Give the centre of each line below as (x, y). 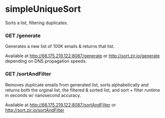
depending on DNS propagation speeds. (46, 61)
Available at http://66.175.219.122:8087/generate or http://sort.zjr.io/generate (82, 56)
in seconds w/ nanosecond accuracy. (43, 95)
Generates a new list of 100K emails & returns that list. (60, 46)
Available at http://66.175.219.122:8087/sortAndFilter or (61, 105)
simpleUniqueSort (43, 9)
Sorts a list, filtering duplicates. (36, 23)
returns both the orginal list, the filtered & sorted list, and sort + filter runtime (82, 90)
